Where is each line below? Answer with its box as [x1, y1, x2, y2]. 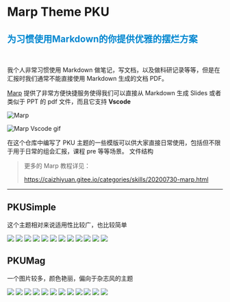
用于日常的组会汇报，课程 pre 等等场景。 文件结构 [12, 147, 154, 155]
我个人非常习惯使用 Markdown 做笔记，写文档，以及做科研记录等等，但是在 [7, 66, 220, 74]
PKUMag [7, 255, 46, 267]
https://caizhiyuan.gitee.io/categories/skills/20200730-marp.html [23, 175, 209, 184]
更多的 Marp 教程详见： [23, 162, 91, 170]
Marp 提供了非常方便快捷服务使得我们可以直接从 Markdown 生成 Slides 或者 [7, 89, 221, 97]
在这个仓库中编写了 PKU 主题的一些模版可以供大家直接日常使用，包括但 [7, 138, 209, 147]
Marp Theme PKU [7, 4, 110, 20]
